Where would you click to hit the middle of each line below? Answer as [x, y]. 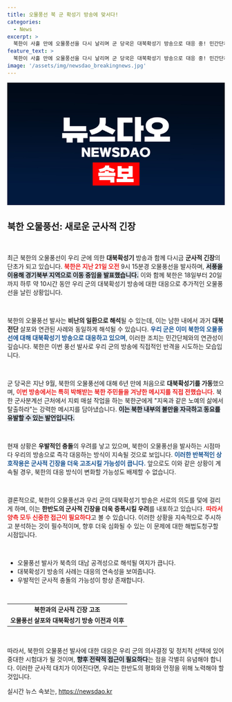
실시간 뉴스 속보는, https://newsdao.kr [60, 691]
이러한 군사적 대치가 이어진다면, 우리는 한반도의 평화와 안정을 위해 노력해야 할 [120, 667]
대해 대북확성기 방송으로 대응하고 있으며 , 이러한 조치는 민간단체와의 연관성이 [122, 338]
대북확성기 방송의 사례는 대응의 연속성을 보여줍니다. [86, 572]
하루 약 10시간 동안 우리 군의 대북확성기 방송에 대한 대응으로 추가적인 [112, 284]
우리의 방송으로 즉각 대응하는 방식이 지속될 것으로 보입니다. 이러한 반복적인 [115, 455]
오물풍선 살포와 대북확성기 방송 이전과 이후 [67, 620]
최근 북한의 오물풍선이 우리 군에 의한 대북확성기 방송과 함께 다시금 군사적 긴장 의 [114, 258]
